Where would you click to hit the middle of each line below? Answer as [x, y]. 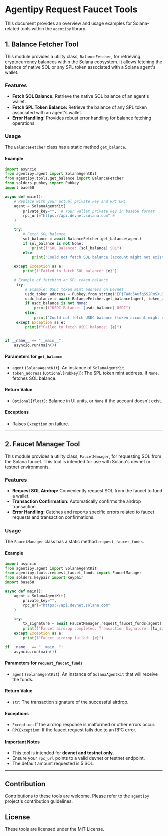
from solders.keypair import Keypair [44, 578]
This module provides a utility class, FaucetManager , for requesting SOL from [83, 456]
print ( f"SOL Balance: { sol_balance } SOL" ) [77, 248]
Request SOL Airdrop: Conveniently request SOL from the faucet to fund [87, 491]
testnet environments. [28, 467]
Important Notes [23, 742]
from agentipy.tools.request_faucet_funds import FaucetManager [73, 573]
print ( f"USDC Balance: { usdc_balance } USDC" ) [82, 308]
